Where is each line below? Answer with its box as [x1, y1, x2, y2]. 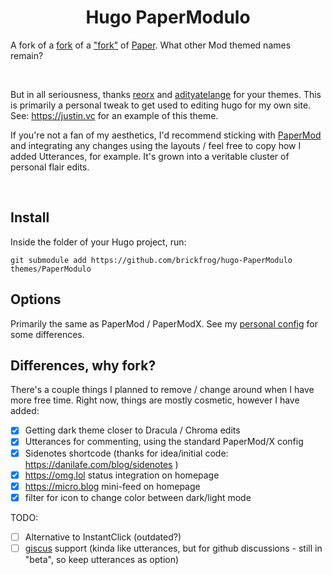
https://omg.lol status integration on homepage [24, 469, 220, 481]
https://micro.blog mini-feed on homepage [24, 480, 201, 492]
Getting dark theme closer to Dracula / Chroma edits [24, 424, 241, 436]
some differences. [10, 328, 85, 340]
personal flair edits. [10, 161, 90, 173]
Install [10, 209, 50, 226]
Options [10, 291, 62, 308]
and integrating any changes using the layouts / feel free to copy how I [10, 139, 302, 151]
